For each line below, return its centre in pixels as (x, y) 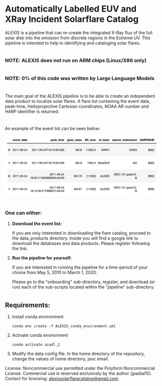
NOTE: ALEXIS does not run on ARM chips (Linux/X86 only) (76, 61)
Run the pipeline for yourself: (42, 257)
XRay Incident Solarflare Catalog (72, 19)
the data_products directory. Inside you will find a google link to (75, 238)
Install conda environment (38, 317)
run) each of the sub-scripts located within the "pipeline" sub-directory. (83, 287)
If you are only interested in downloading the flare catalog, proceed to (81, 233)
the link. (20, 248)
